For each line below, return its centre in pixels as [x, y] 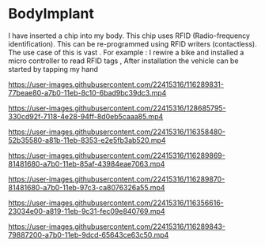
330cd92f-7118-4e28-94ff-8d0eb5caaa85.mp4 [86, 116]
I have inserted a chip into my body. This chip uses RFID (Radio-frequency [129, 36]
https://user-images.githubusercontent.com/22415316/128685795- [117, 108]
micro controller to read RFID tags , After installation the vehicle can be [123, 61]
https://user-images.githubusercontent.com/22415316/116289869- [117, 155]
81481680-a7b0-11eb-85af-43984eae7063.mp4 [87, 163]
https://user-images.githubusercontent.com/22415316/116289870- [117, 179]
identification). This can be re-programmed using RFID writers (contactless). [132, 43]
